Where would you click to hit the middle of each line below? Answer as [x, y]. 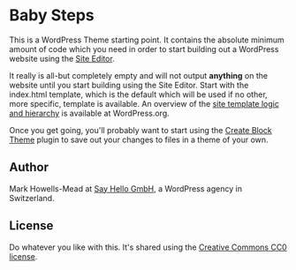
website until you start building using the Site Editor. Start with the [129, 85]
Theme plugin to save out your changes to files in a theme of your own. [139, 139]
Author [29, 167]
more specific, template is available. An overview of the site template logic [144, 103]
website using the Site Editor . [62, 58]
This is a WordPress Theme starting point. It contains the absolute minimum [147, 40]
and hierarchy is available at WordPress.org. [89, 113]
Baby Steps [52, 15]
